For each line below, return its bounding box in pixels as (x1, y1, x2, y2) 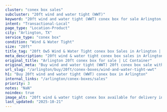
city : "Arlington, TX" (5, 30, 52, 35)
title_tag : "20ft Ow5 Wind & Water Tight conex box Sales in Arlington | (5, 49, 162, 54)
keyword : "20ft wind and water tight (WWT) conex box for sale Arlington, (5, 16, 164, 21)
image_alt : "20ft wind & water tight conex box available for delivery (5, 95, 157, 100)
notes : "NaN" (5, 85, 32, 91)
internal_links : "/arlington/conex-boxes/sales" (5, 76, 108, 81)
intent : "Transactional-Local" (5, 21, 70, 26)
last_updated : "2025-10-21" (5, 100, 64, 105)
